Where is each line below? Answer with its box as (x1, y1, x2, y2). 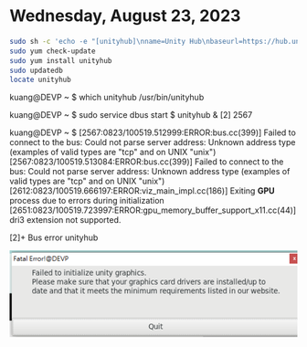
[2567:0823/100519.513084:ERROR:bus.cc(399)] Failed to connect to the (9, 156, 284, 167)
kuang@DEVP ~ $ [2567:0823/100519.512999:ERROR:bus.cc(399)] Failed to (9, 127, 297, 138)
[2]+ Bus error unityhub (9, 232, 99, 243)
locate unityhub (9, 75, 71, 85)
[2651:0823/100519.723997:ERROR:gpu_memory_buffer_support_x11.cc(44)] (9, 205, 297, 216)
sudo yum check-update (9, 47, 96, 56)
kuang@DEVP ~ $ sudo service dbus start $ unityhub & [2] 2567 (9, 110, 253, 121)
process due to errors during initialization (9, 195, 164, 206)
